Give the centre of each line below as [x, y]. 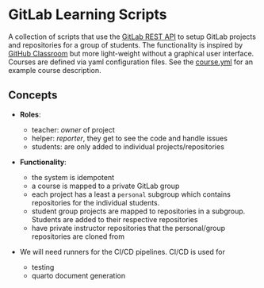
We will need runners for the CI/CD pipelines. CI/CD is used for [122, 252]
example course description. [55, 70]
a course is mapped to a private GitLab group [105, 186]
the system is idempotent [73, 177]
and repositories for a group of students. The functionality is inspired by [126, 44]
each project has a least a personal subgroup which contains [131, 194]
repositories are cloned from [78, 236]
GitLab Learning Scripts [88, 15]
